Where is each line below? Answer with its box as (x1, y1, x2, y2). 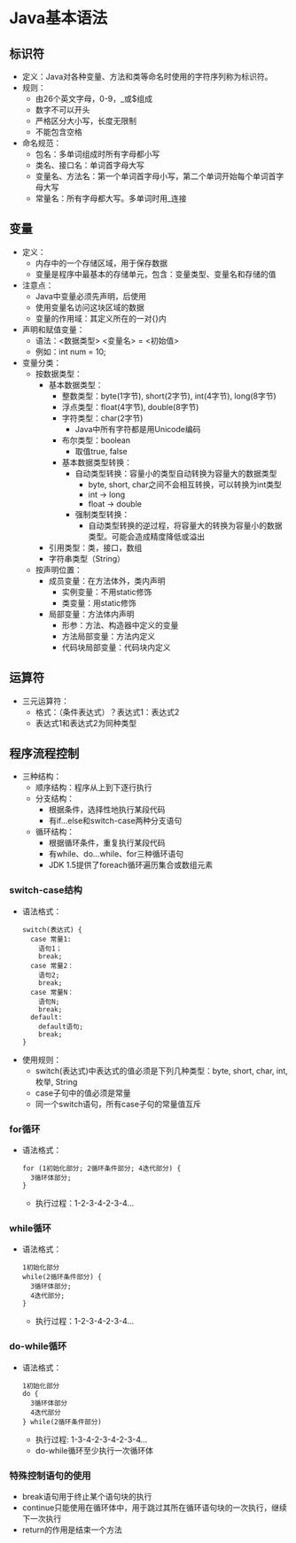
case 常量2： (30, 961, 74, 970)
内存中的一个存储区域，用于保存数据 (35, 258, 168, 268)
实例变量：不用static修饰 (61, 586, 152, 597)
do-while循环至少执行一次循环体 (35, 1445, 153, 1455)
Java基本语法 (9, 8, 108, 28)
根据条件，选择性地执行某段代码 (48, 804, 166, 815)
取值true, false (74, 446, 129, 456)
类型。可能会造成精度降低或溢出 (88, 531, 206, 541)
